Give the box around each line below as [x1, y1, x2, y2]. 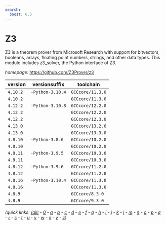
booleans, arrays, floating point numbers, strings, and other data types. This [5, 55, 161, 61]
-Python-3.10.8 [30, 103, 66, 109]
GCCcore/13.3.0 [71, 130, 107, 136]
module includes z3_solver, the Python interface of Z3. [5, 60, 117, 66]
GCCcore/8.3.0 [71, 191, 104, 197]
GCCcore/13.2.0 [71, 123, 107, 129]
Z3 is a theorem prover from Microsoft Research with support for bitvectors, [5, 49, 160, 55]
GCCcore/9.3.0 [71, 198, 104, 204]
